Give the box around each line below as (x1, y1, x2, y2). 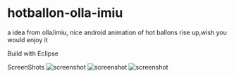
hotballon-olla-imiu (7, 5, 123, 21)
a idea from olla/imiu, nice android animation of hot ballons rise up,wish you (7, 28, 228, 37)
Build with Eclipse (7, 49, 58, 58)
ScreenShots (7, 63, 45, 71)
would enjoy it (7, 35, 48, 44)
